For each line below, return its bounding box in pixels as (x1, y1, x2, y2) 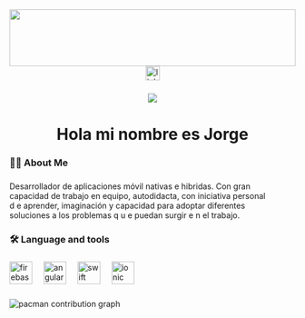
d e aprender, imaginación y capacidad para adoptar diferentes (9, 200, 246, 211)
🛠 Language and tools (9, 233, 111, 245)
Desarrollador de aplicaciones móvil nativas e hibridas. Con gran (9, 181, 251, 192)
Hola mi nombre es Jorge (56, 124, 249, 144)
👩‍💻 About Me (9, 156, 68, 169)
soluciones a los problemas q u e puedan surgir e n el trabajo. (9, 209, 241, 221)
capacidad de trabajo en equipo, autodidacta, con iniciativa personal (9, 190, 266, 201)
